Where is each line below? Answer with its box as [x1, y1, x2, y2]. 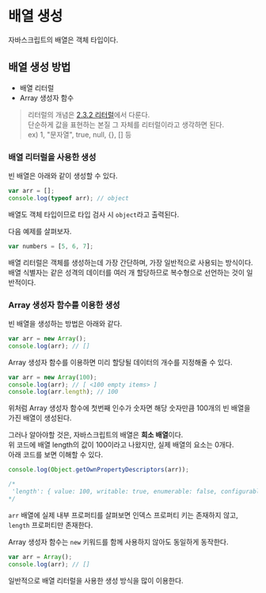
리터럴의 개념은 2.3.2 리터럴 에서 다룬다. [27, 110, 150, 119]
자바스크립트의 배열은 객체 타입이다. [8, 35, 119, 44]
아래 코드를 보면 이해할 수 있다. [8, 450, 104, 460]
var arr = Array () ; [8, 553, 73, 560]
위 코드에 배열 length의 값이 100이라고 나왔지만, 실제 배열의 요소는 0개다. [8, 440, 234, 449]
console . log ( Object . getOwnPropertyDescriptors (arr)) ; [8, 466, 190, 474]
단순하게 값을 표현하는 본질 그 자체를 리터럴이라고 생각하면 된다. [27, 120, 224, 129]
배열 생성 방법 [8, 60, 71, 74]
